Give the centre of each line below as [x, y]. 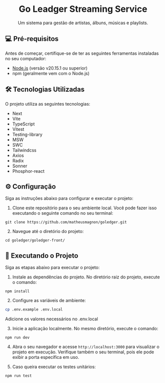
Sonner [20, 166]
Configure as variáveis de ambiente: [49, 301]
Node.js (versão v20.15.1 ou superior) [50, 68]
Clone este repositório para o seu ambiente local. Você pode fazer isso [84, 208]
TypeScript [23, 124]
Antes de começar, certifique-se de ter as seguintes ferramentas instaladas [82, 53]
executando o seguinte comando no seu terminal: [63, 213]
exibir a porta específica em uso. [46, 357]
